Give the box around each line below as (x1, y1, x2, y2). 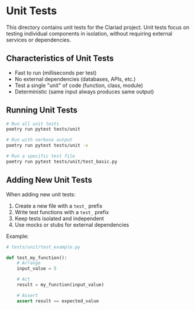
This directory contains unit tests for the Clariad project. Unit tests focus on (6, 24, 190, 31)
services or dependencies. (6, 36, 71, 43)
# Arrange (17, 260, 41, 266)
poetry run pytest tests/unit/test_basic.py (6, 159, 118, 164)
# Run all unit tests (6, 121, 60, 127)
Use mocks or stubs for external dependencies (14, 221, 129, 228)
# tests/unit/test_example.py (6, 244, 81, 250)
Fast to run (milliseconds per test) (14, 69, 97, 76)
